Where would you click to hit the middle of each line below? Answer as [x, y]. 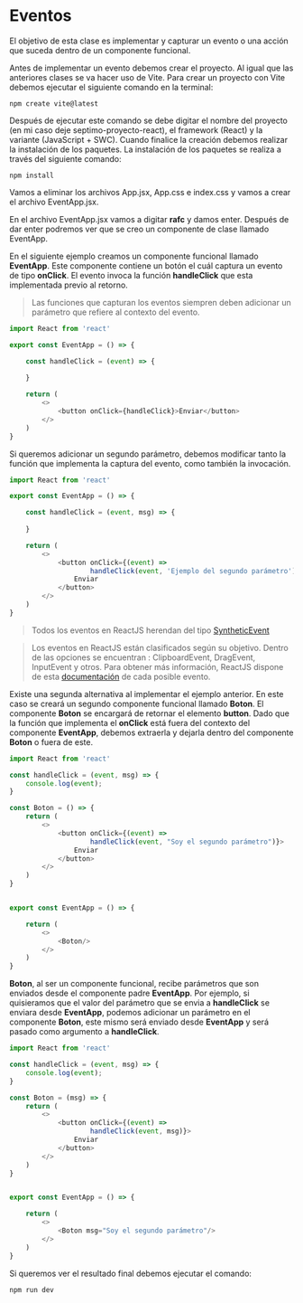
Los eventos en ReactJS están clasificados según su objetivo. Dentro [160, 647]
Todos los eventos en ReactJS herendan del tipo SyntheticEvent [151, 630]
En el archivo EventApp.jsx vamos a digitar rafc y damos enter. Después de [149, 219]
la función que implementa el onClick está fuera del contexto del [130, 722]
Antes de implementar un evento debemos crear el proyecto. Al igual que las [151, 68]
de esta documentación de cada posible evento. [121, 676]
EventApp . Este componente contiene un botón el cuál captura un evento [146, 265]
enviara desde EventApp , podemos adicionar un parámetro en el [130, 1013]
